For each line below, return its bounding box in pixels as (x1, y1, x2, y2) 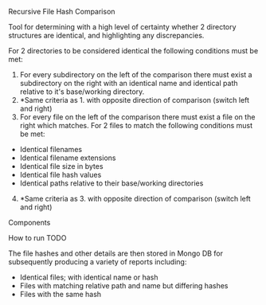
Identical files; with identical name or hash (19, 272, 158, 282)
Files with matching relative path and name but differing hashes (19, 281, 229, 290)
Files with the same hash (19, 290, 102, 299)
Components (8, 218, 51, 227)
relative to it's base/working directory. (19, 87, 145, 96)
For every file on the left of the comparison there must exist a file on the (19, 112, 256, 122)
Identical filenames (19, 145, 82, 154)
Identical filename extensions (19, 153, 116, 162)
